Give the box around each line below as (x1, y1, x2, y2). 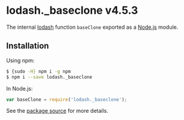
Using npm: (6, 56, 35, 64)
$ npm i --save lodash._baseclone (6, 74, 93, 80)
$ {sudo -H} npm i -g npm (6, 68, 71, 74)
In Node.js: (6, 85, 33, 92)
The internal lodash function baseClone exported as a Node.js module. (6, 23, 179, 31)
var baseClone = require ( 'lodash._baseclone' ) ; (6, 97, 128, 103)
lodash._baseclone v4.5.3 (6, 4, 138, 17)
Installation (6, 41, 49, 51)
